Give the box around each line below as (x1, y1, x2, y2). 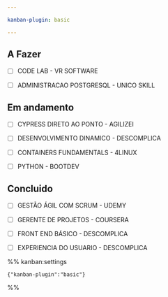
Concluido (7, 183, 54, 195)
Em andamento (7, 101, 75, 113)
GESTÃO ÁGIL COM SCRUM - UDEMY (17, 201, 127, 210)
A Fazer (7, 48, 42, 60)
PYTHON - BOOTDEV (17, 162, 79, 171)
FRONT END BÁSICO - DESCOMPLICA (17, 229, 128, 238)
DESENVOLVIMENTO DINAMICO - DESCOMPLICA (17, 134, 162, 143)
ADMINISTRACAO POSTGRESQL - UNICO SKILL (17, 81, 155, 89)
